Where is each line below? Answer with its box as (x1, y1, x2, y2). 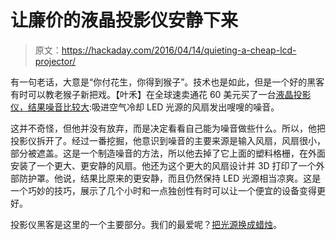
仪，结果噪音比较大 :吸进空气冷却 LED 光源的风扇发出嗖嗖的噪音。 (10, 101, 280, 113)
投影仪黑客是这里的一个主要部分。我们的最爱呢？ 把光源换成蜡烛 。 (10, 218, 282, 230)
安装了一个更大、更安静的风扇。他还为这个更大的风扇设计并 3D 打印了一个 (10, 159, 317, 171)
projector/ (34, 55, 77, 67)
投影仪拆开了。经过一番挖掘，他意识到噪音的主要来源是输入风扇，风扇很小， (10, 134, 326, 146)
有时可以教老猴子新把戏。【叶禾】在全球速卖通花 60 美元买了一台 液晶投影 (10, 88, 312, 100)
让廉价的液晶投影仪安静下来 (10, 9, 239, 32)
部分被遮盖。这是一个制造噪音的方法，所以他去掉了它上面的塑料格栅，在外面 (10, 147, 326, 159)
